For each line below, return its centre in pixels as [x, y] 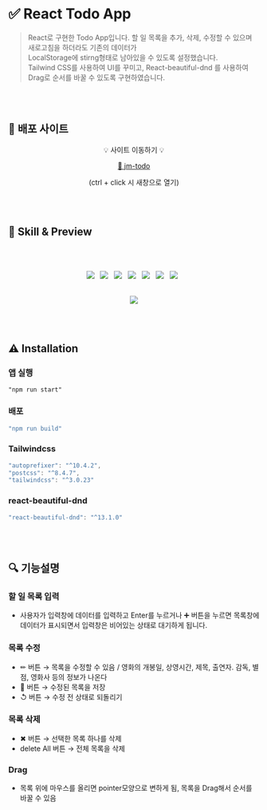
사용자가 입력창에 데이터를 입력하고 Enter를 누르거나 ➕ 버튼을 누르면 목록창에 [139, 615]
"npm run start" [35, 390]
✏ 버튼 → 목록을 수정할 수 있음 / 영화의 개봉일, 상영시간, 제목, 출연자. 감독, [135, 667]
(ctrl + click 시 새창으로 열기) [134, 182]
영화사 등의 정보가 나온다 [69, 677]
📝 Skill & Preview [50, 232]
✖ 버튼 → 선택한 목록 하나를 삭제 [71, 738]
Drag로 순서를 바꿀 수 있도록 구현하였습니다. [96, 77]
